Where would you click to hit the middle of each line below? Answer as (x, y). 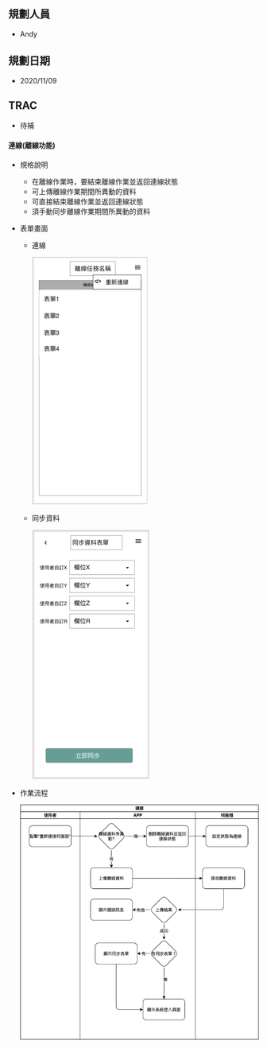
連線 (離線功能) (32, 146)
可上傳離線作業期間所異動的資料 (84, 191)
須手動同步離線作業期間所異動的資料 (91, 211)
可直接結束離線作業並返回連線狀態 (87, 201)
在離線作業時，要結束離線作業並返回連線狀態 (105, 181)
